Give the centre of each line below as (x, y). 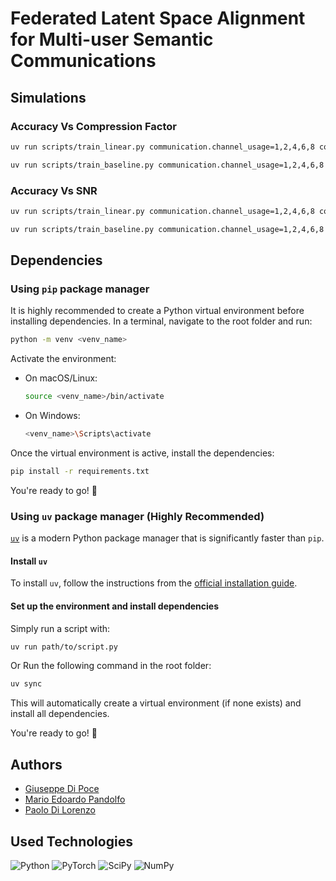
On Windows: (52, 416)
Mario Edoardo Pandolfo (75, 799)
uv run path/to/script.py (64, 647)
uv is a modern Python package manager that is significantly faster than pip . (167, 538)
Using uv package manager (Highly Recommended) (137, 516)
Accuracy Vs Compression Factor (93, 126)
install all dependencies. (60, 714)
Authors (36, 764)
